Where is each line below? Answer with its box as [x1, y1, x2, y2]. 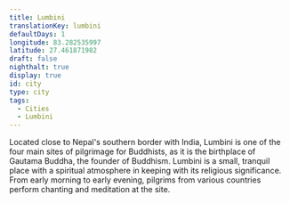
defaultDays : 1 [9, 29, 66, 38]
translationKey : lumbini [9, 21, 101, 30]
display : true [9, 71, 62, 80]
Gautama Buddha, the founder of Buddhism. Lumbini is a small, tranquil [9, 156, 270, 166]
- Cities [17, 104, 50, 113]
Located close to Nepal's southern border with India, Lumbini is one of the [9, 137, 281, 148]
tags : [9, 95, 29, 105]
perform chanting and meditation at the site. [9, 184, 171, 195]
